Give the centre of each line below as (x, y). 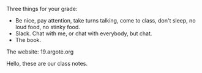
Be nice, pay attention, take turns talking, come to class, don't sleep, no (105, 20)
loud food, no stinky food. (48, 27)
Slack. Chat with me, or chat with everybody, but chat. (84, 33)
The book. (28, 40)
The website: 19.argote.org (40, 52)
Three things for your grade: (42, 9)
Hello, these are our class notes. (47, 64)
